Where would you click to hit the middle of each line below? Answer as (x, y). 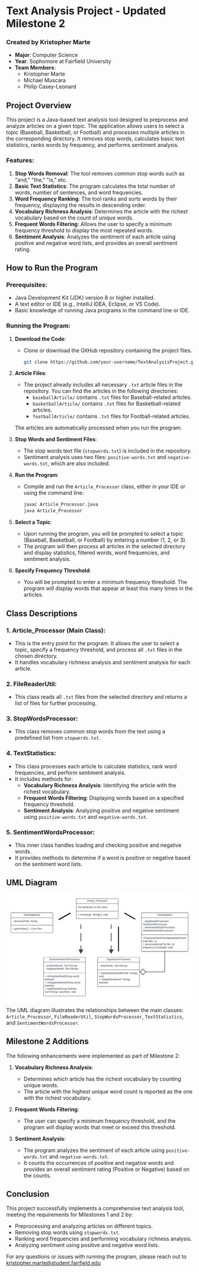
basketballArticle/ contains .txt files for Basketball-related (106, 404)
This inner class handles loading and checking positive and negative (98, 845)
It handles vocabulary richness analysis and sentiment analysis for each (102, 662)
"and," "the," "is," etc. (41, 180)
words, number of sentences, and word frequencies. (79, 192)
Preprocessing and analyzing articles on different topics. (84, 1226)
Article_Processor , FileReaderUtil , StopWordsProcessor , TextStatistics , (95, 1016)
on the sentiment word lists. (49, 864)
